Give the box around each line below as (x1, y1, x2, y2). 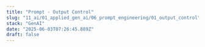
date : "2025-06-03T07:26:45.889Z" (6, 26, 95, 32)
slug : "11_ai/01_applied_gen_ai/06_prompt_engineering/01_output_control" (6, 15, 201, 21)
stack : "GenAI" (6, 20, 45, 26)
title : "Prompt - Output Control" (6, 9, 95, 15)
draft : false (6, 32, 40, 38)
